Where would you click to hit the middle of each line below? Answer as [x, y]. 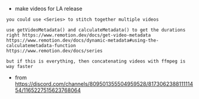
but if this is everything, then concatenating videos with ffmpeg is [96, 61]
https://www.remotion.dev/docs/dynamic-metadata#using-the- [83, 41]
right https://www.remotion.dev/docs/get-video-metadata [79, 35]
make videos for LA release [48, 9]
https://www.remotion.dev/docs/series [54, 51]
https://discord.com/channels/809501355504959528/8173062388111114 [104, 84]
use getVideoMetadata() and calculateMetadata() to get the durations [96, 30]
